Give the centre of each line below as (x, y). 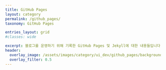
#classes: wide (21, 37)
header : (13, 50)
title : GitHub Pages (26, 10)
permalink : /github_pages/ (33, 19)
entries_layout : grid (27, 33)
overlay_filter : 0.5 (31, 60)
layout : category (23, 14)
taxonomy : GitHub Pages (30, 23)
